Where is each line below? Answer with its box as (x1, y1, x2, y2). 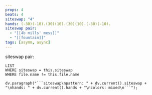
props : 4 (5, 7, 24, 12)
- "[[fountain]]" (10, 35, 46, 40)
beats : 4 (5, 12, 24, 17)
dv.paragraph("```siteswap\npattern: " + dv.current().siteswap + (5, 80, 147, 85)
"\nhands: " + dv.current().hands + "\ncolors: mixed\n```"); (5, 85, 138, 90)
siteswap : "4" (5, 16, 35, 21)
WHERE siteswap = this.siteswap (5, 67, 73, 72)
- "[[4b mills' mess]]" (10, 30, 59, 35)
